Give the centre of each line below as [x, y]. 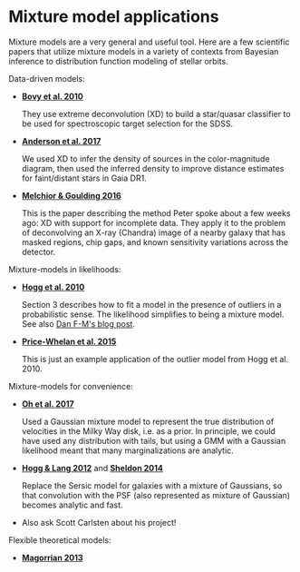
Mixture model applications [114, 17]
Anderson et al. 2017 [61, 141]
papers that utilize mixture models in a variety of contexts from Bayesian [144, 51]
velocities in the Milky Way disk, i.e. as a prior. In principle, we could [148, 431]
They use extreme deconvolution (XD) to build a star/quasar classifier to [156, 113]
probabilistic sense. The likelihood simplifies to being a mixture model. [153, 314]
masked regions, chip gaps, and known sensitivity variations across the [155, 242]
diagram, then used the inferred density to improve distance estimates [153, 168]
